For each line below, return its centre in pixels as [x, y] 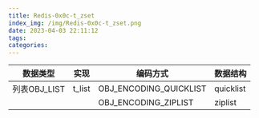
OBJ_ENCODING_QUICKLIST [152, 88]
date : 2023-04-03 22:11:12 [53, 30]
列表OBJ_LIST [39, 89]
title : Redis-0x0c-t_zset [51, 16]
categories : [28, 45]
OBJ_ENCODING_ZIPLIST [146, 103]
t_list [81, 88]
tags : [17, 38]
